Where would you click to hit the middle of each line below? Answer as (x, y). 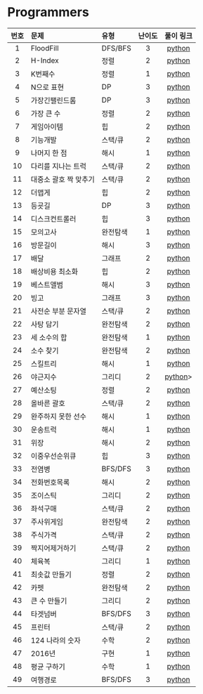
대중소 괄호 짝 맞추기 (63, 179)
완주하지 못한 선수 (58, 417)
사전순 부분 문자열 (58, 311)
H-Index (45, 60)
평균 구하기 (48, 667)
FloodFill (45, 48)
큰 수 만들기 (49, 601)
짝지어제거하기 (53, 548)
